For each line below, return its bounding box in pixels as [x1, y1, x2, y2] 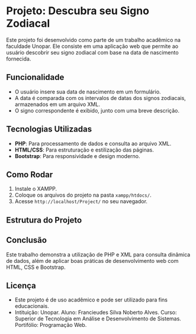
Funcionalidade [6, 72, 65, 82]
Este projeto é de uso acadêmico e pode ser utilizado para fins [14, 296, 168, 303]
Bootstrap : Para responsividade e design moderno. [14, 152, 140, 159]
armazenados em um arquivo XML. [14, 101, 101, 108]
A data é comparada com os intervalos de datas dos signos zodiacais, [14, 94, 187, 101]
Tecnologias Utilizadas [6, 124, 92, 134]
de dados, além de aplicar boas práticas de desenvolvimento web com [6, 257, 179, 264]
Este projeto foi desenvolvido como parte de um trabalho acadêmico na [6, 36, 181, 43]
